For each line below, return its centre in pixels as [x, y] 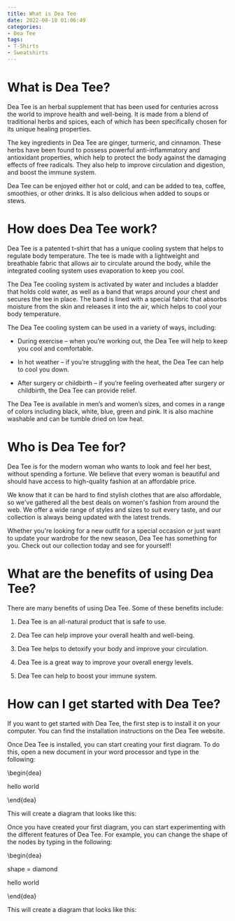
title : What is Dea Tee [42, 14]
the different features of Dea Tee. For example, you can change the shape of [118, 834]
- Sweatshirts [28, 53]
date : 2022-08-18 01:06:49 [47, 20]
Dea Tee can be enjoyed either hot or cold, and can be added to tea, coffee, [116, 185]
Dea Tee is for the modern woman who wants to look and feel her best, [109, 466]
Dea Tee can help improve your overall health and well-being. [106, 635]
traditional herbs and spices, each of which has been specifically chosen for [117, 121]
